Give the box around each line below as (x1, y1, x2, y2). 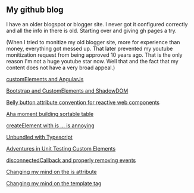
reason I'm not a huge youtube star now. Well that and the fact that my (6, 57, 179, 65)
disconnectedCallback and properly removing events (6, 157, 136, 164)
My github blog (6, 5, 64, 15)
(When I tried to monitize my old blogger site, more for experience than (6, 38, 180, 45)
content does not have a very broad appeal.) (6, 64, 115, 71)
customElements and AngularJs (6, 75, 84, 82)
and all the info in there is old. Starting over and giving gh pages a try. (6, 27, 177, 34)
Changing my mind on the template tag (6, 179, 102, 187)
